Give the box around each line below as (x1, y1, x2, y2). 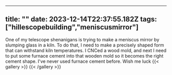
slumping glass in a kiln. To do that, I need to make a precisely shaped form (5, 42, 164, 48)
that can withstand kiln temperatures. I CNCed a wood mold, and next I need (5, 47, 166, 54)
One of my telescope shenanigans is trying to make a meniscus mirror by (5, 36, 160, 42)
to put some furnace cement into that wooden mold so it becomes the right (5, 53, 164, 59)
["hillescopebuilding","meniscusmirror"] (5, 23, 139, 32)
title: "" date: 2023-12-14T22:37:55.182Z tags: (5, 15, 157, 23)
